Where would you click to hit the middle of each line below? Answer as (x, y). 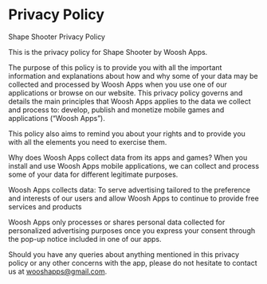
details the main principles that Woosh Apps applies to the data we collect (130, 101)
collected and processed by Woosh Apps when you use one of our (118, 84)
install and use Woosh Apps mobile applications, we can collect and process (134, 165)
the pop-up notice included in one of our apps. (85, 239)
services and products (45, 206)
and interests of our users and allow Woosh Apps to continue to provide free (133, 198)
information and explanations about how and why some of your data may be (133, 76)
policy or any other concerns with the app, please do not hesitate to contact (133, 263)
